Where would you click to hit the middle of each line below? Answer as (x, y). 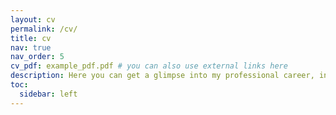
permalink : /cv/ (44, 29)
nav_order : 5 (37, 57)
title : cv (31, 38)
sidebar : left (48, 94)
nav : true (31, 47)
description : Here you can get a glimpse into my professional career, (162, 76)
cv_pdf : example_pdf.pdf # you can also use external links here (149, 66)
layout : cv (33, 19)
